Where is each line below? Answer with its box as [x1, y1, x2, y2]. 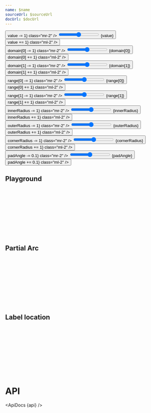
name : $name [5, 7, 30, 12]
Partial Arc [5, 243, 39, 252]
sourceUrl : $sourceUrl [5, 12, 52, 17]
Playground [5, 174, 42, 183]
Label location [5, 313, 50, 321]
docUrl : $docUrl [5, 16, 39, 21]
